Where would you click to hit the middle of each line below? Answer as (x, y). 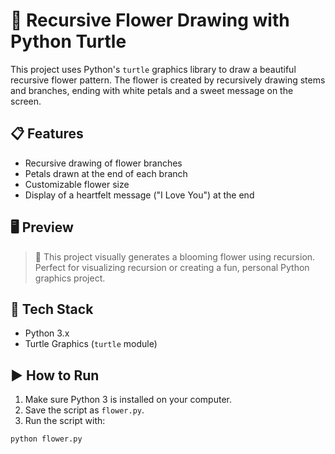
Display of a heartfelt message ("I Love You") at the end (139, 195)
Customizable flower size (77, 184)
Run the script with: (65, 421)
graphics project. (70, 278)
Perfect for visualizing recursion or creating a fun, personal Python (172, 267)
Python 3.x (47, 333)
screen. (26, 101)
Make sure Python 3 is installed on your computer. (128, 400)
